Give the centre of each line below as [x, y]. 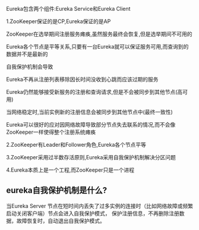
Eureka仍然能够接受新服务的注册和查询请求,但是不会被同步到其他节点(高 [94, 92]
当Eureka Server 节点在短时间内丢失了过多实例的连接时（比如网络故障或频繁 [99, 206]
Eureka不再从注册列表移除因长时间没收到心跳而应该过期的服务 [82, 79]
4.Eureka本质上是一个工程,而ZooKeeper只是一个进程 [70, 170]
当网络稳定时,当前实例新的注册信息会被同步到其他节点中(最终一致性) [90, 112]
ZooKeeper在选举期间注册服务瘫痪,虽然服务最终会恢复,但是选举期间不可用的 [99, 34]
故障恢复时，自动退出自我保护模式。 [61, 220]
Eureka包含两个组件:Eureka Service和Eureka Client [68, 9]
